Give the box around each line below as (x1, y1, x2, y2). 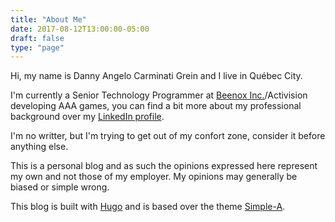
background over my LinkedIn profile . (10, 111, 165, 123)
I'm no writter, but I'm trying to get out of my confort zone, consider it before (10, 130, 326, 142)
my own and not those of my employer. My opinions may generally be (10, 171, 298, 183)
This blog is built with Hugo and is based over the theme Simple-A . (10, 201, 286, 213)
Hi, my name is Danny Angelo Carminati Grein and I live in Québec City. (10, 70, 303, 82)
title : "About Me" (10, 14, 87, 25)
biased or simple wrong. (10, 181, 110, 193)
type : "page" (10, 42, 65, 53)
